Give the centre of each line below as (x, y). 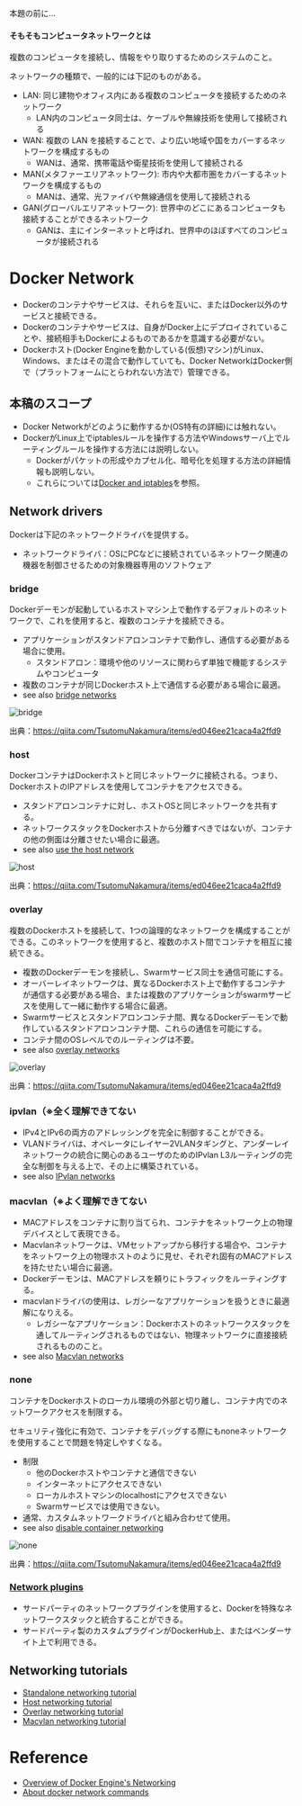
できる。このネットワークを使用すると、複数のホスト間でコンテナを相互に (147, 941)
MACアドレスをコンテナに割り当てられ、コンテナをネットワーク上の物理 (157, 1223)
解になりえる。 (50, 1313)
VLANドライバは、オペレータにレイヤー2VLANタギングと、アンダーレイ (156, 1143)
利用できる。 (77, 1641)
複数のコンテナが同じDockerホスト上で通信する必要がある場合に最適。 (154, 685)
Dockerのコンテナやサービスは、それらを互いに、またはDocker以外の (151, 305)
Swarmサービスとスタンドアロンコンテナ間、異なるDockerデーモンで (151, 1017)
